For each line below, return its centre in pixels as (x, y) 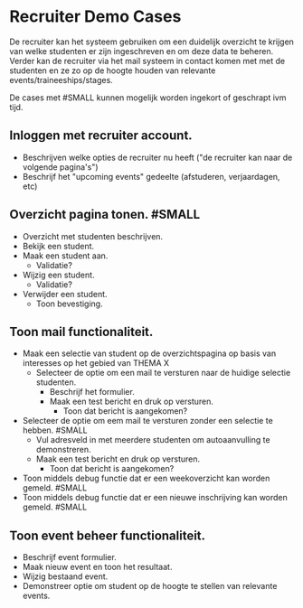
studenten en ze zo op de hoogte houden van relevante (113, 70)
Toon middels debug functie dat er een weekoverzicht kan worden (146, 478)
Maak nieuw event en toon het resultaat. (97, 567)
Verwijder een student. (65, 294)
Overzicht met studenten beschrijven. (93, 236)
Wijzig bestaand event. (65, 576)
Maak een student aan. (65, 256)
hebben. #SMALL (55, 430)
